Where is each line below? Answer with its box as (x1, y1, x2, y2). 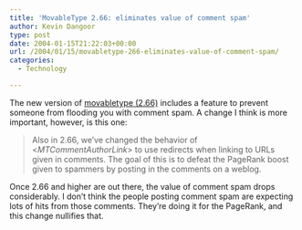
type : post (9, 30, 51, 39)
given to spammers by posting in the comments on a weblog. (31, 163, 262, 174)
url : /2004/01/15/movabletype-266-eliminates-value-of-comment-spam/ (9, 47, 280, 57)
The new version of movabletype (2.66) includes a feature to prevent (9, 97, 269, 108)
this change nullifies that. (9, 210, 104, 221)
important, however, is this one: (9, 116, 128, 128)
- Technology (17, 65, 68, 74)
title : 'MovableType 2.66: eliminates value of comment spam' (9, 13, 251, 23)
